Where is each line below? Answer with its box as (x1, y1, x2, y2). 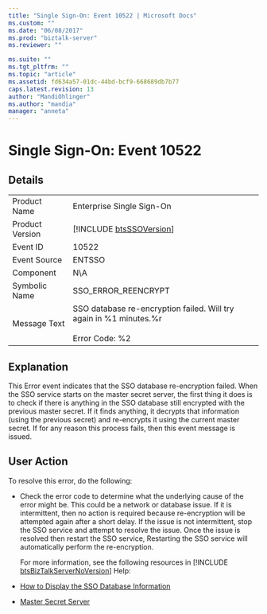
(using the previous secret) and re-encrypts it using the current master (8, 414, 240, 424)
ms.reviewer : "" (8, 41, 62, 49)
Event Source (12, 255, 63, 266)
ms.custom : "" (8, 19, 56, 27)
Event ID (12, 242, 44, 253)
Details (8, 173, 44, 187)
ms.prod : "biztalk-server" (8, 33, 98, 42)
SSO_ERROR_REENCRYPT (72, 286, 170, 297)
